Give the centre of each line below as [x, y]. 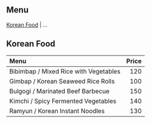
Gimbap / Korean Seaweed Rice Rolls [62, 81]
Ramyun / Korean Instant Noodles [57, 111]
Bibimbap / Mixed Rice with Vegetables [65, 71]
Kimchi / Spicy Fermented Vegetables [63, 101]
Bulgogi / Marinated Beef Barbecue [59, 91]
